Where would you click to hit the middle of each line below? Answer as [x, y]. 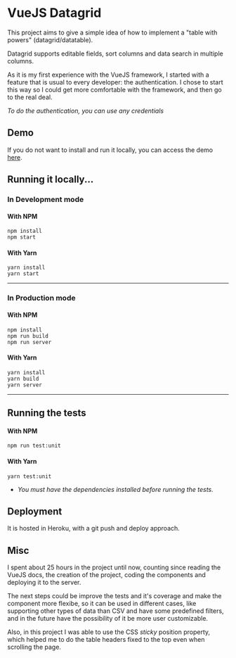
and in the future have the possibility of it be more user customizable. [108, 619]
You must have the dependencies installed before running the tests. [116, 489]
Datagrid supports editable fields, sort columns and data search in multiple [115, 53]
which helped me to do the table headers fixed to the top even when [106, 640]
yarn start [23, 274]
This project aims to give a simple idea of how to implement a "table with [112, 32]
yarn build [23, 379]
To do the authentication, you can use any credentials [85, 110]
